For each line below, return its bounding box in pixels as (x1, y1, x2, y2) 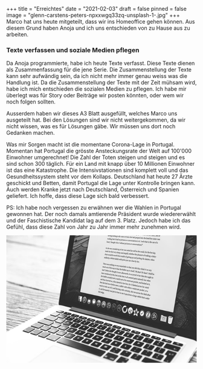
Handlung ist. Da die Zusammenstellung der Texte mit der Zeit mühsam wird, (6, 79, 197, 87)
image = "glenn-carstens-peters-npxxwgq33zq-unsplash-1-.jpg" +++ (6, 11, 180, 19)
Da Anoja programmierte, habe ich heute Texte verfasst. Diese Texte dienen (6, 60, 195, 67)
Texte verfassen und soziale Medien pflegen (6, 45, 140, 54)
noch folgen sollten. (6, 98, 56, 105)
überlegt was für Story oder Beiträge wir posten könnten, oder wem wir (6, 92, 184, 99)
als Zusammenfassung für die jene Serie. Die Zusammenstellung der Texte (6, 66, 192, 73)
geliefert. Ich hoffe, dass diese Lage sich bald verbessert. (6, 192, 150, 200)
